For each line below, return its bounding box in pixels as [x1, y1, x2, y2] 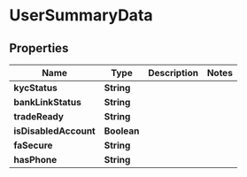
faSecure [13, 139, 53, 151]
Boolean [104, 125, 140, 137]
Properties [9, 41, 69, 56]
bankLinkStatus [13, 96, 81, 108]
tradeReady [13, 111, 65, 122]
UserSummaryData [9, 5, 153, 26]
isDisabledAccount [13, 125, 96, 137]
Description [147, 67, 199, 79]
